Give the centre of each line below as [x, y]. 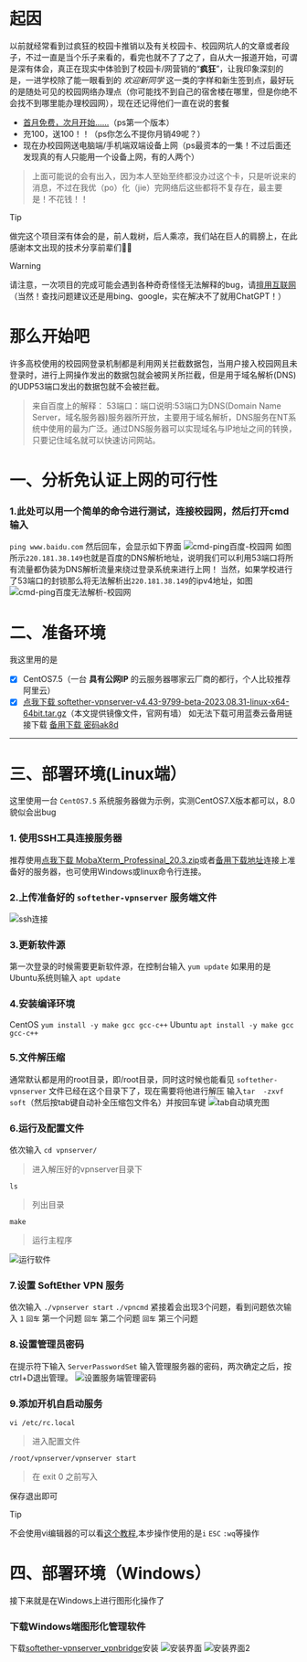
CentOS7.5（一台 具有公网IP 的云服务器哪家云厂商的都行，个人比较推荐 [156, 679]
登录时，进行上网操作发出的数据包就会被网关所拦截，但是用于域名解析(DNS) [153, 375]
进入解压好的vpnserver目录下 [87, 1169]
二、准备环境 [58, 633]
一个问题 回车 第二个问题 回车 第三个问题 [124, 1318]
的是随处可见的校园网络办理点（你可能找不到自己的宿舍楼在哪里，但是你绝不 [153, 91]
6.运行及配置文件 [47, 1128]
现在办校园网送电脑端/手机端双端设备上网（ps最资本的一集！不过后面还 [157, 145]
